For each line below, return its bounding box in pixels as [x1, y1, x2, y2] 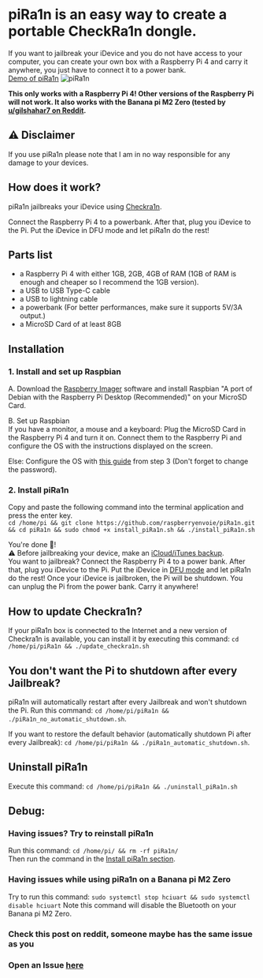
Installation [8, 342, 65, 356]
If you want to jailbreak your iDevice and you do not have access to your [8, 48, 243, 58]
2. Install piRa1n [8, 484, 69, 495]
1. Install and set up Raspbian [8, 365, 122, 377]
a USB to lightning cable [19, 294, 98, 304]
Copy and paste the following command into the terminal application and [8, 503, 244, 512]
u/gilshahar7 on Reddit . [8, 105, 87, 115]
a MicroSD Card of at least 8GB [19, 320, 122, 329]
